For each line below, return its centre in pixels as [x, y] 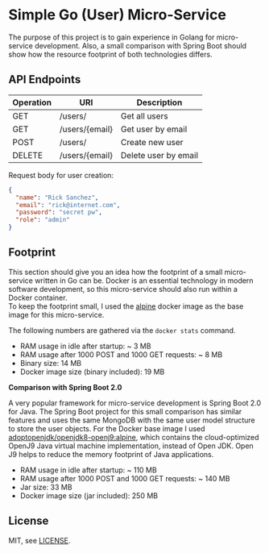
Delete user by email [159, 155]
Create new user [152, 142]
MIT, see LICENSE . [39, 540]
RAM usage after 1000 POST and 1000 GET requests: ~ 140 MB [125, 478]
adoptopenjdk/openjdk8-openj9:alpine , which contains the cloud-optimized [134, 437]
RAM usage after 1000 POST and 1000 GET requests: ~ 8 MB [121, 354]
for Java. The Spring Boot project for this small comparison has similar [125, 411]
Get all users [144, 116]
